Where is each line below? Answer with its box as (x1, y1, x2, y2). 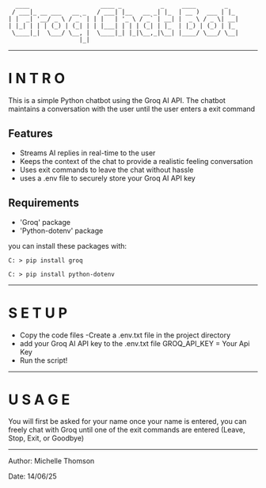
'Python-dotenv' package (19, 226, 104, 235)
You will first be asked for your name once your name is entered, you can (8, 417, 247, 426)
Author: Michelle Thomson (8, 456, 95, 466)
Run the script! (19, 355, 68, 365)
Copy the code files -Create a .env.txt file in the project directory (19, 330, 231, 340)
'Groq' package (19, 217, 71, 227)
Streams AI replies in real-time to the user (19, 148, 156, 158)
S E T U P (8, 303, 68, 322)
